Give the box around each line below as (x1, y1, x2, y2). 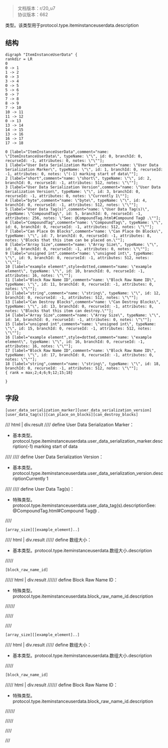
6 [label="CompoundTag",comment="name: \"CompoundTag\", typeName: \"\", (5, 220, 163, 225)
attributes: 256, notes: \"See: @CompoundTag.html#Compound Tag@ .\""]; (5, 216, 161, 221)
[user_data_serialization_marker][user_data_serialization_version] (5, 407, 152, 413)
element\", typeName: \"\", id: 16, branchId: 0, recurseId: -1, (5, 339, 145, 344)
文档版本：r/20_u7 (17, 5, 55, 12)
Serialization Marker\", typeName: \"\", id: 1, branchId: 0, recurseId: (5, 167, 163, 172)
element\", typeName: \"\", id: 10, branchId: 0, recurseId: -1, (5, 269, 145, 274)
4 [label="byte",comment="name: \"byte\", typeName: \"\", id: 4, (5, 198, 147, 203)
